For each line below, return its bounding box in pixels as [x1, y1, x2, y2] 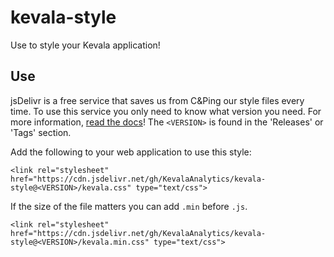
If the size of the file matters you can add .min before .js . [10, 200, 248, 212]
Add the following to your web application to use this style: [10, 146, 252, 158]
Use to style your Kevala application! [10, 39, 161, 51]
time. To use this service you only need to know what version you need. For [10, 105, 322, 117]
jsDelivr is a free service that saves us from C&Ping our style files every [10, 94, 305, 106]
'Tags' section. [10, 126, 72, 138]
